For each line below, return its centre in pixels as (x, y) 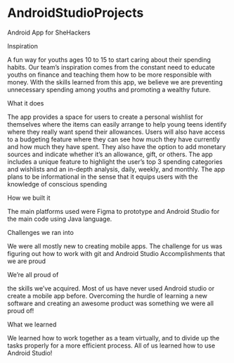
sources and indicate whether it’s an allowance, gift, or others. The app (110, 154)
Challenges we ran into (40, 232)
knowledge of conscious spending (57, 184)
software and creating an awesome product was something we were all (111, 303)
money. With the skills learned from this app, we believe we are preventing (115, 82)
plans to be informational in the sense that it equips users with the (103, 177)
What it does (26, 103)
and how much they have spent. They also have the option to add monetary (117, 146)
